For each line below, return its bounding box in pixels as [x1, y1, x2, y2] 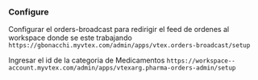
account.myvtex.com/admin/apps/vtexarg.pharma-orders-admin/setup [8, 64, 236, 72]
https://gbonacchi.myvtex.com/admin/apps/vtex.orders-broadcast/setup [8, 42, 251, 50]
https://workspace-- [166, 57, 236, 66]
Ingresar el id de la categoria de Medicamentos [8, 55, 165, 66]
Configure [8, 6, 49, 18]
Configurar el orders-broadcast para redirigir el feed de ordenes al [8, 25, 230, 34]
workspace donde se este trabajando [8, 33, 133, 42]
